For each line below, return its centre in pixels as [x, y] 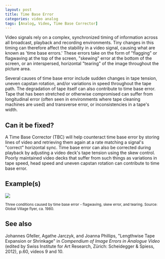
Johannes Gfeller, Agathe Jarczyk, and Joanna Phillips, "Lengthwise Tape [80, 236]
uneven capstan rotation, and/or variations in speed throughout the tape [78, 84]
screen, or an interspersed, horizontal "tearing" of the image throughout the [82, 64]
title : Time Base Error [30, 14]
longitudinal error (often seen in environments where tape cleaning [73, 99]
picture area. [18, 69]
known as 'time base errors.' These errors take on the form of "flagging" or [81, 53]
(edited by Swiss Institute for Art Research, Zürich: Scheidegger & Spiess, [80, 246]
